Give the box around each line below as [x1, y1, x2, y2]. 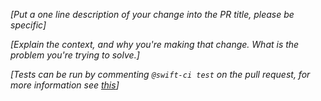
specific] [10, 19, 47, 31]
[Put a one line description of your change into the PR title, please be [10, 9, 295, 20]
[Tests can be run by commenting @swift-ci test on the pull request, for [10, 69, 311, 80]
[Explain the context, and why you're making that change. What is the [10, 39, 300, 50]
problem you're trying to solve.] [10, 49, 140, 61]
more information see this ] [10, 79, 120, 91]
